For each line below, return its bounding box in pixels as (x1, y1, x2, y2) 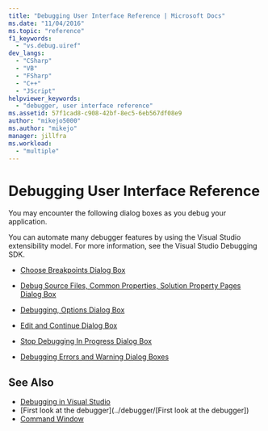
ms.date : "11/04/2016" (8, 19, 85, 27)
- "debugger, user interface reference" (15, 102, 153, 110)
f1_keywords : (8, 34, 52, 43)
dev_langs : (8, 49, 45, 57)
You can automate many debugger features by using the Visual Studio (8, 232, 241, 242)
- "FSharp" (15, 72, 52, 80)
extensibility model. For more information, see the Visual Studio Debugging (8, 241, 258, 251)
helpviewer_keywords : (8, 94, 82, 103)
